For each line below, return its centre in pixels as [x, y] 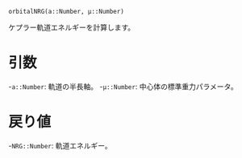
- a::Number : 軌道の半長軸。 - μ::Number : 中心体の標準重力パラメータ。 [123, 86]
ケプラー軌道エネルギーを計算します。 [72, 27]
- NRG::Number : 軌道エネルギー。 [60, 145]
